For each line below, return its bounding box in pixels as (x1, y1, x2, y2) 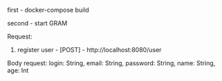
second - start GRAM (7, 19, 68, 27)
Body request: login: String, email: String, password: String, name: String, (7, 59, 216, 67)
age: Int (7, 67, 29, 74)
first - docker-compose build (7, 6, 90, 14)
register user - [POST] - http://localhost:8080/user (17, 46, 162, 54)
